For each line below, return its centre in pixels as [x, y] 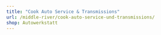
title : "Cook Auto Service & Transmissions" [63, 12]
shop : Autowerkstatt [32, 23]
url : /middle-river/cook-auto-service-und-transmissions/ [80, 17]
